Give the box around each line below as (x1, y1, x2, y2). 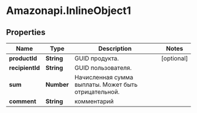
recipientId (9, 64, 40, 72)
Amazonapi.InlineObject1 (6, 4, 131, 17)
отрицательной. (74, 88, 120, 96)
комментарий (74, 97, 114, 105)
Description (98, 45, 132, 52)
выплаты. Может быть (74, 80, 138, 89)
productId (9, 54, 37, 62)
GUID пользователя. (74, 64, 132, 72)
